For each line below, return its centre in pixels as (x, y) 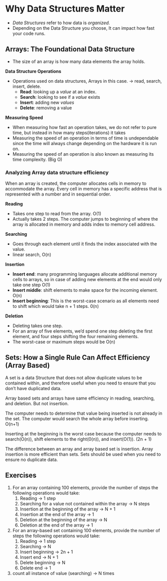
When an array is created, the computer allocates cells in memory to (76, 183)
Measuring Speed (24, 117)
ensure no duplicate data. (32, 460)
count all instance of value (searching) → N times (63, 573)
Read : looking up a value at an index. (58, 92)
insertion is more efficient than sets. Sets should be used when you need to (83, 454)
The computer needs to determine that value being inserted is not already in (84, 413)
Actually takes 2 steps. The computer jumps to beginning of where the (85, 219)
